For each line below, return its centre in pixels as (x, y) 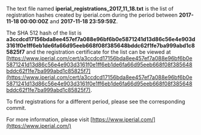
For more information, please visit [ (49, 119)
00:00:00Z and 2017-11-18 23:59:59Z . (69, 21)
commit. (16, 108)
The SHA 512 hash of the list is (44, 33)
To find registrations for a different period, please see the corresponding (96, 102)
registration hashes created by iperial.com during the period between (92, 15)
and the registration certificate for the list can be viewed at (98, 52)
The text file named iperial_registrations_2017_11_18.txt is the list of (90, 9)
